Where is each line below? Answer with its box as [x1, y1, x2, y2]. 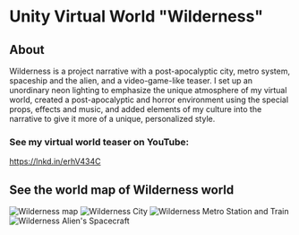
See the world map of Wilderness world [9, 182, 235, 197]
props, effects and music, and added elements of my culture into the [9, 104, 262, 114]
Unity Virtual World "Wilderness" [9, 6, 264, 27]
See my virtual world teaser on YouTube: [9, 135, 190, 148]
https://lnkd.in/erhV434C [9, 156, 101, 167]
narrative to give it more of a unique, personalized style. [9, 114, 216, 124]
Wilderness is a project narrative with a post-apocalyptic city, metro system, [9, 65, 291, 76]
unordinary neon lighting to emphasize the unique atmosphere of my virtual [9, 85, 287, 95]
